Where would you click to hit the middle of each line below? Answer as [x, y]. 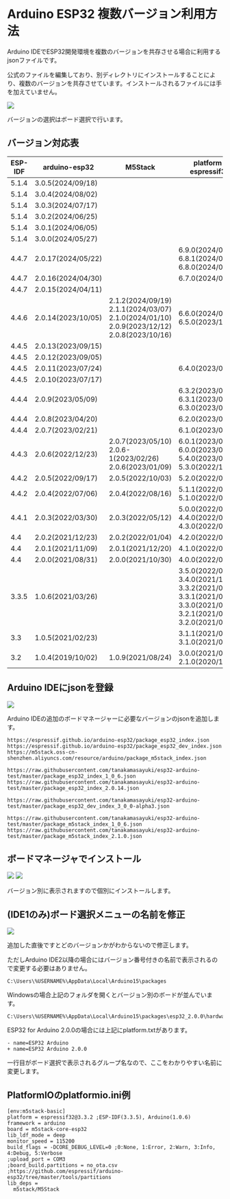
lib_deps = [23, 1183]
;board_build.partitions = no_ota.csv [62, 1165]
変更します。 [25, 1071]
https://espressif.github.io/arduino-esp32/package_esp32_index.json [108, 740]
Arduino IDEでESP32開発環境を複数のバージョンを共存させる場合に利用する [114, 51]
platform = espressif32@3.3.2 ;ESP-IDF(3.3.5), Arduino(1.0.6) [99, 1117]
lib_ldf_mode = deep [37, 1135]
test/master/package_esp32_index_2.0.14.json [73, 788]
